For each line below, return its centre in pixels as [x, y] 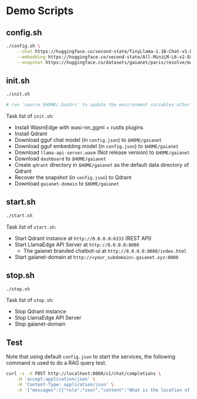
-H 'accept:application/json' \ [56, 379]
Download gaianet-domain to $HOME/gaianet [67, 184]
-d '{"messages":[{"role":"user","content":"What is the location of [103, 390]
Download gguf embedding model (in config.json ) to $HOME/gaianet [96, 146]
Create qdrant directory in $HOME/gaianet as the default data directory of [102, 165]
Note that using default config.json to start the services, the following [91, 357]
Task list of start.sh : [31, 227]
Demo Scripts [40, 11]
